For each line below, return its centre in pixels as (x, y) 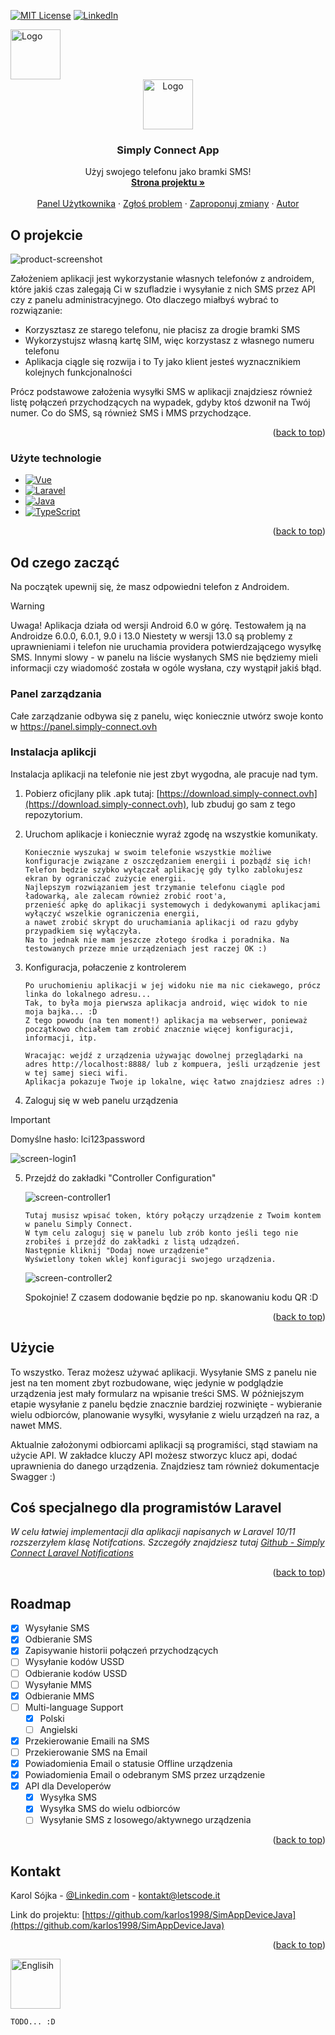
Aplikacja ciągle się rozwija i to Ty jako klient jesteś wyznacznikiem (162, 362)
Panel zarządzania (56, 694)
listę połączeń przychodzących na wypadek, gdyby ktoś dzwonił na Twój (160, 402)
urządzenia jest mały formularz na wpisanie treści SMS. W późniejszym (157, 1393)
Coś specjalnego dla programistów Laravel (146, 1508)
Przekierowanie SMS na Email (86, 1752)
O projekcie (46, 235)
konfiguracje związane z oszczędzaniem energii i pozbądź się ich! (168, 861)
